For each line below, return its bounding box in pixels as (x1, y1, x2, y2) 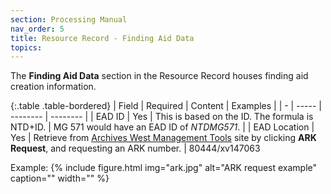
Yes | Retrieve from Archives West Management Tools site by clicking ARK (10, 132, 317, 144)
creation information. (10, 81, 97, 93)
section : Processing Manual (10, 14, 128, 25)
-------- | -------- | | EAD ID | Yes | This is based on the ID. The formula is (10, 111, 314, 123)
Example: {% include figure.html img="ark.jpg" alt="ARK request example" (10, 162, 318, 174)
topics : (10, 42, 43, 53)
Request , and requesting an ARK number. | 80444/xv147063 (10, 142, 261, 155)
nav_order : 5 (10, 24, 65, 34)
